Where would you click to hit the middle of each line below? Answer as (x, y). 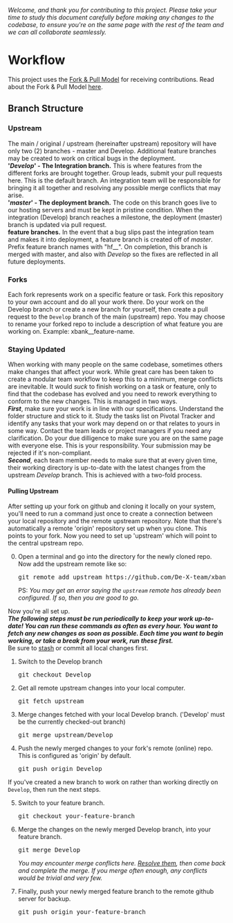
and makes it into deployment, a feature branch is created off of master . (110, 239)
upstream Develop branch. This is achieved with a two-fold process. (105, 475)
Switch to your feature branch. (61, 803)
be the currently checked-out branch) (72, 722)
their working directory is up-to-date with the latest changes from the (107, 468)
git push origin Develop (60, 769)
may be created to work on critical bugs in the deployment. (92, 158)
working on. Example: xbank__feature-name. (71, 331)
